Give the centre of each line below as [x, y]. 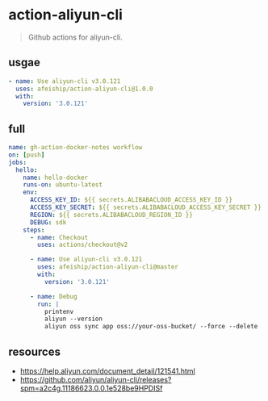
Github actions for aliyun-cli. [75, 37]
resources [34, 351]
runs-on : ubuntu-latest [63, 185]
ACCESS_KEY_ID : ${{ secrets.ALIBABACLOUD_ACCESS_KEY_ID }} [131, 200]
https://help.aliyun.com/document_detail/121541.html [107, 371]
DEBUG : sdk [48, 222]
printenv [59, 311]
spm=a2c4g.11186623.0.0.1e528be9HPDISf [91, 388]
